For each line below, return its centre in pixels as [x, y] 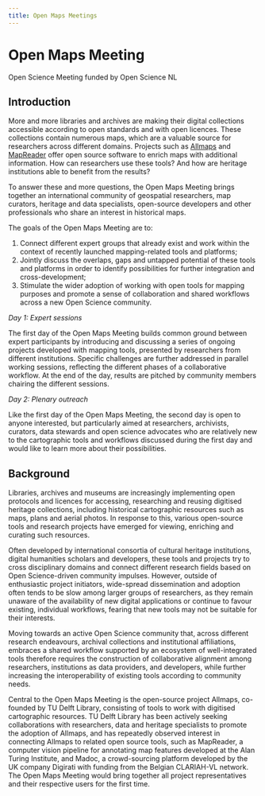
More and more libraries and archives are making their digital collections [126, 121]
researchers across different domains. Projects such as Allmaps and [120, 146]
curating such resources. [49, 535]
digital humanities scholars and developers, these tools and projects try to [129, 559]
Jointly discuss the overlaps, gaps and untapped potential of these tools [138, 260]
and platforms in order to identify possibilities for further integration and [137, 269]
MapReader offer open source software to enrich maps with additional [123, 155]
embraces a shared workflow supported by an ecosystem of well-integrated [132, 650]
